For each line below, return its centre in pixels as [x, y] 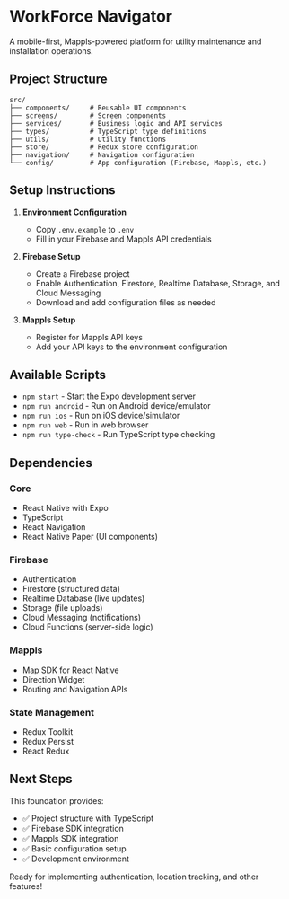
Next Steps [41, 779]
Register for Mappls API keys [89, 337]
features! [26, 886]
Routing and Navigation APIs [75, 689]
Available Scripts [57, 375]
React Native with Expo [66, 508]
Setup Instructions [62, 190]
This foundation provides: [57, 800]
